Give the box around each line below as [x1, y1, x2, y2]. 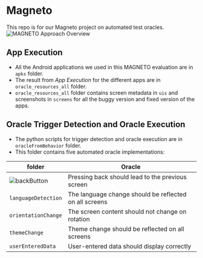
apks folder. [14, 70, 44, 77]
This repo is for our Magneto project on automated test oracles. [6, 24, 164, 31]
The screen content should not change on [68, 207, 187, 216]
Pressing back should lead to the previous [68, 172, 187, 181]
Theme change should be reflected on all [68, 224, 184, 233]
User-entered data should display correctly [68, 242, 192, 250]
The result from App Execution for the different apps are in [14, 76, 161, 83]
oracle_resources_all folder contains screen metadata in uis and [14, 89, 178, 96]
